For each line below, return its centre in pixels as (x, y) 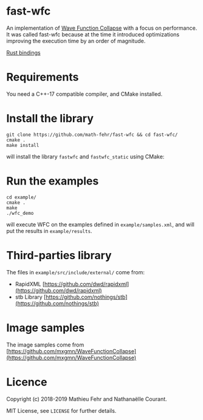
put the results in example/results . (49, 231)
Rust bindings (23, 52)
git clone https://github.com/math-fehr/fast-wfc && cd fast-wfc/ (92, 135)
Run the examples (53, 181)
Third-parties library (59, 255)
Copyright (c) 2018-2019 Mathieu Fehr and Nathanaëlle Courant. (87, 399)
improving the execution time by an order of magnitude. (76, 41)
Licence (27, 382)
